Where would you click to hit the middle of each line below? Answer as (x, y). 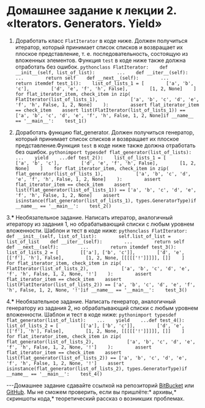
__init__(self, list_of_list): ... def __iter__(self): (102, 72)
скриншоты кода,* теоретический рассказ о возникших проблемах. (95, 398)
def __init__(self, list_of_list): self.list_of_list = (89, 236)
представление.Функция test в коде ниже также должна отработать (105, 145)
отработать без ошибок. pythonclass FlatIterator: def (91, 67)
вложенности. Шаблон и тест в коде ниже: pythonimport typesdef (91, 314)
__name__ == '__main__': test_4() (54, 374)
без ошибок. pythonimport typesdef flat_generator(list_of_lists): (103, 152)
